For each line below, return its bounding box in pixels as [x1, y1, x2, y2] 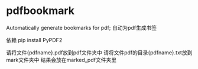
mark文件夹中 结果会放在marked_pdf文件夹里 [6, 56, 117, 63]
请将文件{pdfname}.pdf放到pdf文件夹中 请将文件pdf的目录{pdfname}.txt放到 [6, 49, 193, 56]
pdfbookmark [6, 4, 75, 18]
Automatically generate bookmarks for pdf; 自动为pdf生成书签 [6, 24, 157, 31]
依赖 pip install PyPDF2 [6, 36, 63, 43]
